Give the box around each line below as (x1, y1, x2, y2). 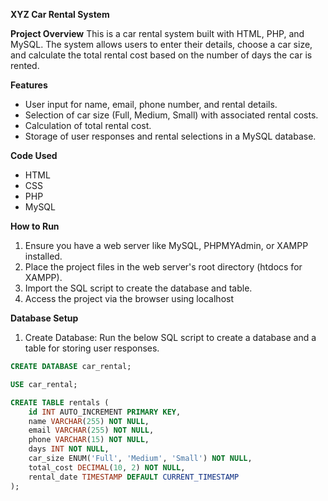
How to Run (10, 220, 60, 232)
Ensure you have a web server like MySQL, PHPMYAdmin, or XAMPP (24, 240, 309, 251)
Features (10, 79, 48, 91)
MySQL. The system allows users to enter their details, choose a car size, (10, 39, 313, 50)
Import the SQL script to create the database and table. (24, 282, 253, 294)
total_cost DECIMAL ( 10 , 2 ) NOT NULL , (28, 462, 186, 473)
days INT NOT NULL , (28, 444, 110, 454)
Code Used (10, 150, 58, 161)
